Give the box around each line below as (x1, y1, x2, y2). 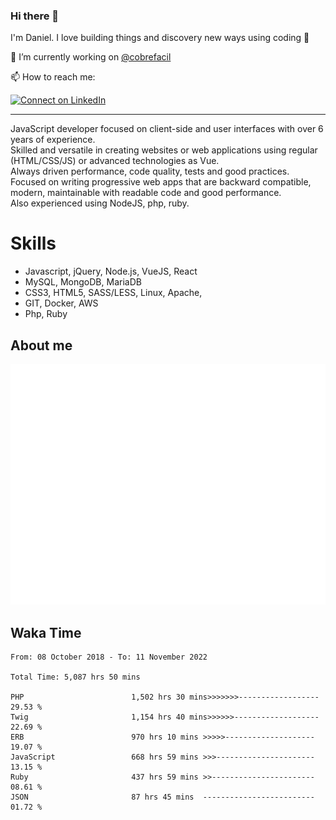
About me (10, 337, 73, 354)
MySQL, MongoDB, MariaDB (24, 276, 142, 288)
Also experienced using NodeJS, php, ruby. (10, 197, 190, 209)
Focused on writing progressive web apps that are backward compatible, (10, 176, 312, 188)
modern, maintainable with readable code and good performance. (10, 187, 282, 199)
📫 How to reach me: (10, 71, 96, 83)
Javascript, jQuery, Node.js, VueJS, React (24, 265, 198, 278)
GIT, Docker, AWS (24, 297, 99, 309)
